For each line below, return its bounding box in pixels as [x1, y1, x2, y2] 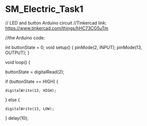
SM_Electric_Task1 [5, 3, 83, 15]
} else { [5, 97, 20, 103]
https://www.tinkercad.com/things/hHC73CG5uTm [5, 25, 108, 31]
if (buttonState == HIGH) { [5, 78, 59, 84]
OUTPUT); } [5, 50, 30, 56]
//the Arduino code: [5, 35, 45, 41]
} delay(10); [5, 115, 29, 121]
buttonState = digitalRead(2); [5, 68, 65, 75]
